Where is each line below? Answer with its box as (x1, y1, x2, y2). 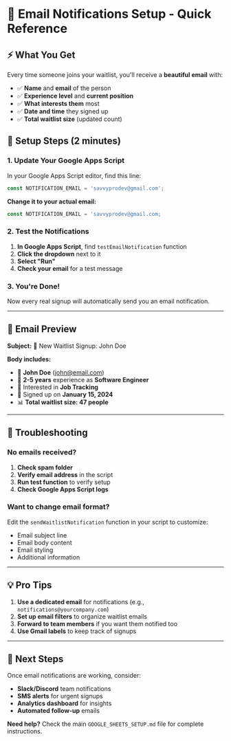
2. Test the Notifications (7, 227, 89, 236)
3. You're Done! (7, 281, 60, 291)
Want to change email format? (7, 502, 110, 511)
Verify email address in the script (16, 470, 113, 478)
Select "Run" (16, 257, 56, 265)
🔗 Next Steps (7, 653, 64, 665)
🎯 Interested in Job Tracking (16, 383, 98, 391)
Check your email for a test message (16, 264, 123, 272)
